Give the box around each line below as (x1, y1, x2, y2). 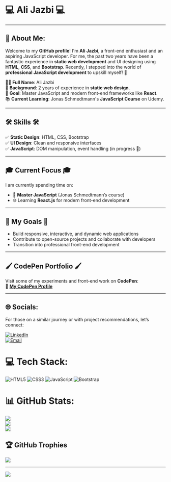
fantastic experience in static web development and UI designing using (5, 58, 156, 64)
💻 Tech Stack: (5, 356, 68, 367)
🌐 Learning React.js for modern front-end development (12, 197, 130, 204)
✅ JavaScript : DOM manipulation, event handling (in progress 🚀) (5, 145, 141, 151)
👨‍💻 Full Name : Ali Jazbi (5, 79, 54, 85)
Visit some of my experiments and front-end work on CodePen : (5, 278, 139, 284)
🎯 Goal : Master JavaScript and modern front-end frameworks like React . (5, 90, 158, 96)
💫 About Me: (5, 34, 46, 43)
